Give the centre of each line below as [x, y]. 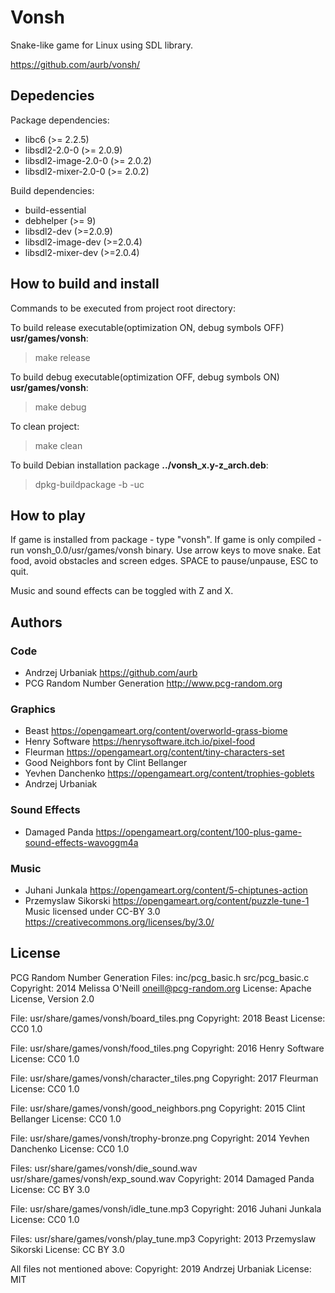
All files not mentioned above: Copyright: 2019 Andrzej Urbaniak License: [161, 1268]
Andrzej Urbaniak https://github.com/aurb [111, 673]
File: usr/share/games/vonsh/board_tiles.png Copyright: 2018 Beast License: [168, 1018]
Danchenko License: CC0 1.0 [70, 1148]
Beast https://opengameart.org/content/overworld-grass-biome [156, 731]
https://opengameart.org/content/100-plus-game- [198, 832]
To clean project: [45, 426]
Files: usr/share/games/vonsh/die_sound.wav [104, 1168]
